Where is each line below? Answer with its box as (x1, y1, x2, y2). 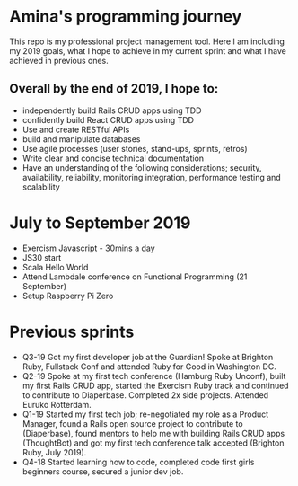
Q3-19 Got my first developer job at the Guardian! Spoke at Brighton (22, 351, 274, 362)
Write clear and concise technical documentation (22, 153, 205, 163)
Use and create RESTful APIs (22, 124, 130, 135)
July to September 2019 (9, 213, 191, 233)
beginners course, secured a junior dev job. (22, 465, 184, 477)
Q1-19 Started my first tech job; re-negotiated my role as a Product (22, 409, 269, 420)
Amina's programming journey (9, 6, 242, 27)
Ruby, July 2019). (22, 446, 87, 457)
